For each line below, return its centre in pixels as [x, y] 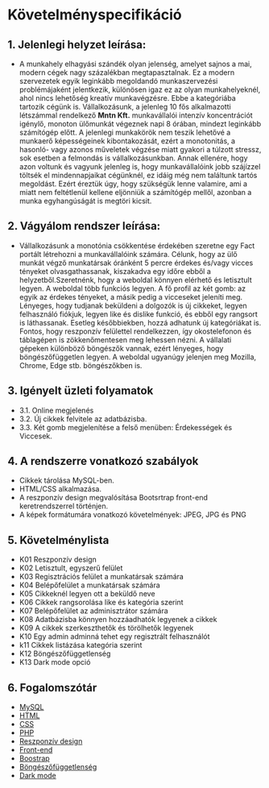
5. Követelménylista [58, 540]
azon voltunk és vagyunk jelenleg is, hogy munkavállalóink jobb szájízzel [140, 166]
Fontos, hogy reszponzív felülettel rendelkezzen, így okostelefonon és [135, 331]
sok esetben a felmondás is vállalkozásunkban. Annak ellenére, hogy [133, 158]
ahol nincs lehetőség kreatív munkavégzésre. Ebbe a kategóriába [128, 98]
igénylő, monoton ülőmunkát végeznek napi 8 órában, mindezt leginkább [140, 124]
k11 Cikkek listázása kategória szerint [81, 645]
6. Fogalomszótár [52, 688]
